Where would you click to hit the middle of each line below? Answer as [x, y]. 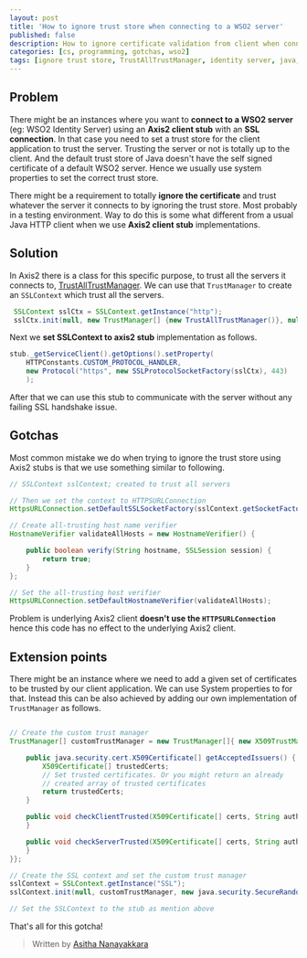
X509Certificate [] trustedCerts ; [106, 766]
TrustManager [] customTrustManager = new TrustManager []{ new [130, 741]
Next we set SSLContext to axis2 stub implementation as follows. [133, 337]
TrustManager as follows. [56, 708]
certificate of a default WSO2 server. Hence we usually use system [136, 168]
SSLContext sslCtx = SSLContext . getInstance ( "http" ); [118, 312]
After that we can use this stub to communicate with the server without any [151, 397]
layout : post [34, 18]
